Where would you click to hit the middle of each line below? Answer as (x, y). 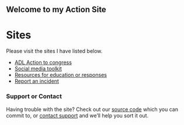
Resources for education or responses (60, 75)
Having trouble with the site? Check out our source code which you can (92, 109)
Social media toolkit (38, 69)
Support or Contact (34, 96)
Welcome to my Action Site (56, 10)
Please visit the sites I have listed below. (54, 51)
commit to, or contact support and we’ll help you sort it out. (77, 115)
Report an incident (37, 81)
